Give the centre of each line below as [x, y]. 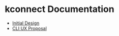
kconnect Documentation [60, 9]
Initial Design [26, 23]
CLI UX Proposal [29, 28]
